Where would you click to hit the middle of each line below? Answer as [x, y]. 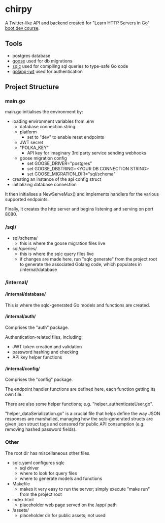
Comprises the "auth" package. [37, 327]
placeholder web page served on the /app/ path [68, 505]
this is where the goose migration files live [62, 243]
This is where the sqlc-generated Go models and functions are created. [78, 305]
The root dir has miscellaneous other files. [48, 453]
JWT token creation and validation [47, 347]
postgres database [31, 55]
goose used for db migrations [42, 61]
